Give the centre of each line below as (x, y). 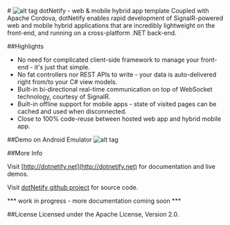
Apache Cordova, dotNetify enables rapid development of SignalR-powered (115, 18)
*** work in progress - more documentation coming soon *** (94, 201)
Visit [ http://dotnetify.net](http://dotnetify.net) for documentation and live (112, 166)
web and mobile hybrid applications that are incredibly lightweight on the (111, 25)
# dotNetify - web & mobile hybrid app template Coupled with (108, 11)
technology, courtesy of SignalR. (64, 97)
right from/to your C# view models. (67, 82)
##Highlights (25, 46)
